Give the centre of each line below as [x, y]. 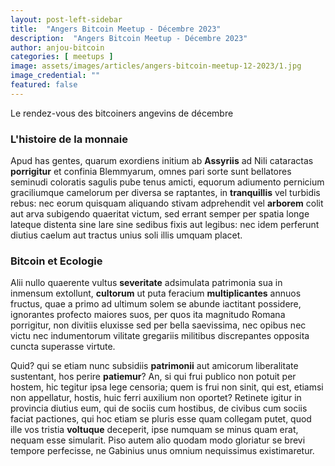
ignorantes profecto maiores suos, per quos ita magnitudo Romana [148, 315]
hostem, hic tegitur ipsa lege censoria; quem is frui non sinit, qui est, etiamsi [167, 387]
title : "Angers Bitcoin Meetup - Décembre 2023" [116, 29]
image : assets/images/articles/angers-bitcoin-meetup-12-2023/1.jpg [156, 66]
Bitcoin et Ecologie [56, 261]
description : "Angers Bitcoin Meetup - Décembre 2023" [129, 38]
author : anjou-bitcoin [57, 47]
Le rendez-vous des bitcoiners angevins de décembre [122, 113]
